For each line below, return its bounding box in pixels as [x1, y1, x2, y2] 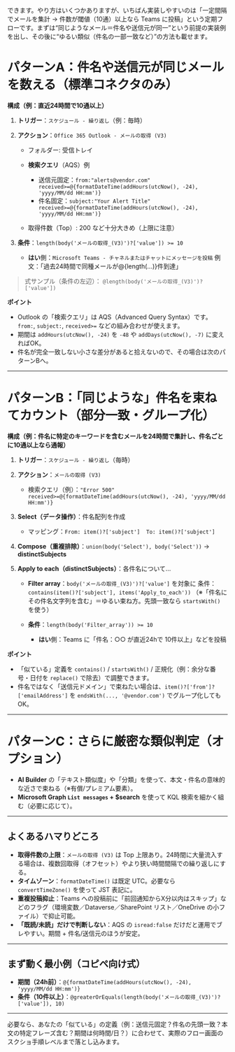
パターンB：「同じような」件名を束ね [7, 390, 218, 406]
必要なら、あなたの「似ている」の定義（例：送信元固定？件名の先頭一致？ [7, 1020, 222, 1029]
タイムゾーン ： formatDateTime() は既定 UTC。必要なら [17, 877, 176, 885]
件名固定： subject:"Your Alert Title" [38, 196, 151, 205]
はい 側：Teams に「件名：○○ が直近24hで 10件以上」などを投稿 [38, 635, 227, 643]
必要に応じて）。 [29, 801, 76, 809]
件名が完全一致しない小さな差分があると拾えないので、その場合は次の [17, 347, 220, 356]
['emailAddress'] [17, 692, 69, 699]
